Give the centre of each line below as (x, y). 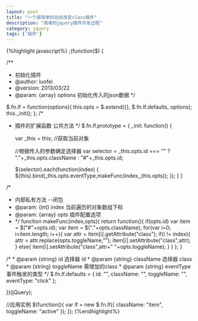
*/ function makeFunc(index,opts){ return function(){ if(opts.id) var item (103, 221)
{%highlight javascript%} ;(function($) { (55, 51)
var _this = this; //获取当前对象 (52, 139)
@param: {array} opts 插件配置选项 (58, 215)
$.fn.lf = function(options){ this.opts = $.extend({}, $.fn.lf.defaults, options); (99, 107)
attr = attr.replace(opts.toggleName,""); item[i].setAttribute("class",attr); (103, 240)
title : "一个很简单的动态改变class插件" (52, 17)
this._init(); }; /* (25, 114)
